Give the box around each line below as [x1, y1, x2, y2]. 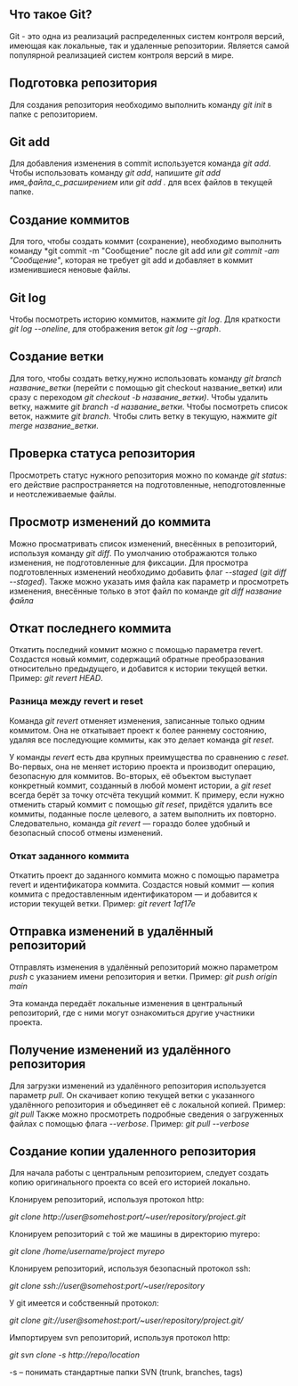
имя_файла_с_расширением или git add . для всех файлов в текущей [9, 177, 273, 188]
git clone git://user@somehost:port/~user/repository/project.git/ [9, 1315, 244, 1326]
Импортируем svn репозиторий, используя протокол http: [9, 1333, 230, 1343]
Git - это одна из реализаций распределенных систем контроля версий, [9, 30, 285, 41]
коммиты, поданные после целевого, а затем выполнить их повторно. [9, 808, 278, 819]
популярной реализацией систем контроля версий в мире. [9, 49, 234, 61]
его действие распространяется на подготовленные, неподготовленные [9, 479, 286, 489]
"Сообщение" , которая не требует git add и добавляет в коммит [9, 255, 254, 266]
